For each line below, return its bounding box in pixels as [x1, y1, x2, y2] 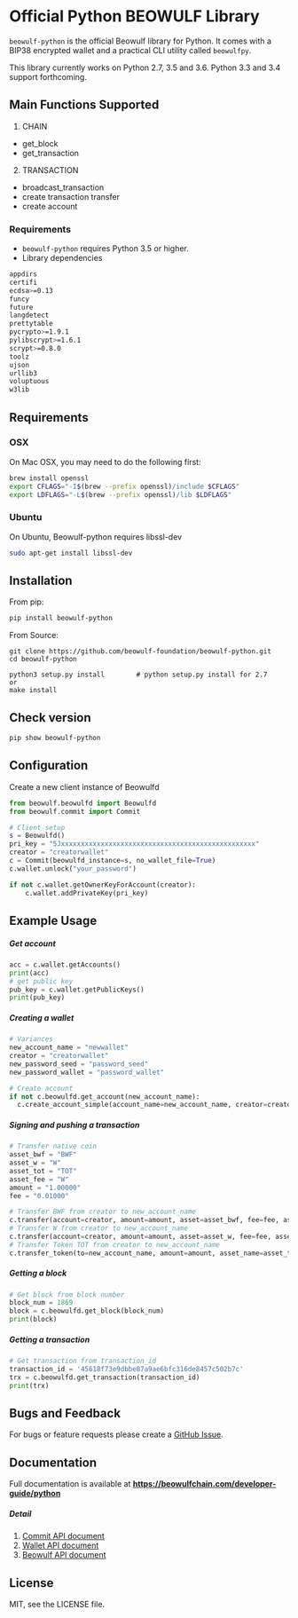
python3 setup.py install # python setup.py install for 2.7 [9, 670, 268, 680]
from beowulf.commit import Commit [9, 807, 141, 816]
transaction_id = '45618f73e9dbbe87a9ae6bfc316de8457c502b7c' [9, 1364, 244, 1373]
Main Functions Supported [9, 98, 160, 113]
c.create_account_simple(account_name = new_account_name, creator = [17, 1101, 268, 1109]
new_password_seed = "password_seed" [9, 1059, 149, 1069]
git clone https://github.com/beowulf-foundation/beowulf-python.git [9, 647, 272, 656]
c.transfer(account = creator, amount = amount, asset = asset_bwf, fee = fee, [9, 1216, 279, 1225]
